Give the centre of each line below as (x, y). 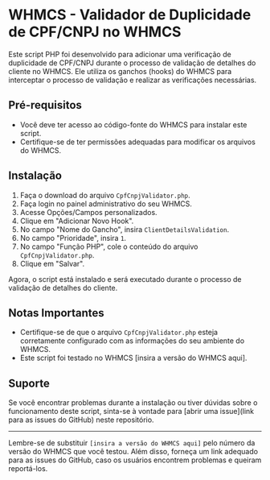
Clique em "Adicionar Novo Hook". (77, 221)
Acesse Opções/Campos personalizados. (89, 212)
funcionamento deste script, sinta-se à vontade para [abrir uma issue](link (131, 412)
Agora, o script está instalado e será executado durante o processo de (125, 279)
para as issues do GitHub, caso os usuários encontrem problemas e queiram (135, 460)
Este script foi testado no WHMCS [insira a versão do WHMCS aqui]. (133, 358)
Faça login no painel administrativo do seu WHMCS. (106, 204)
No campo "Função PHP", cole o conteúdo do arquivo (109, 246)
